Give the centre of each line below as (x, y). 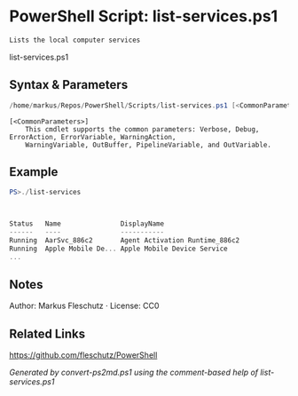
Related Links (47, 333)
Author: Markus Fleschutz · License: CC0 (84, 306)
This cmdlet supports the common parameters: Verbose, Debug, (142, 129)
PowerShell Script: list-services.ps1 (144, 16)
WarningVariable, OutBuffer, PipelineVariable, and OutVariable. (149, 145)
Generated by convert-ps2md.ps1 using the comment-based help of (134, 372)
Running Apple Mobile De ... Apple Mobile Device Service (118, 249)
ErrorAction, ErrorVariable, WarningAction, (93, 137)
